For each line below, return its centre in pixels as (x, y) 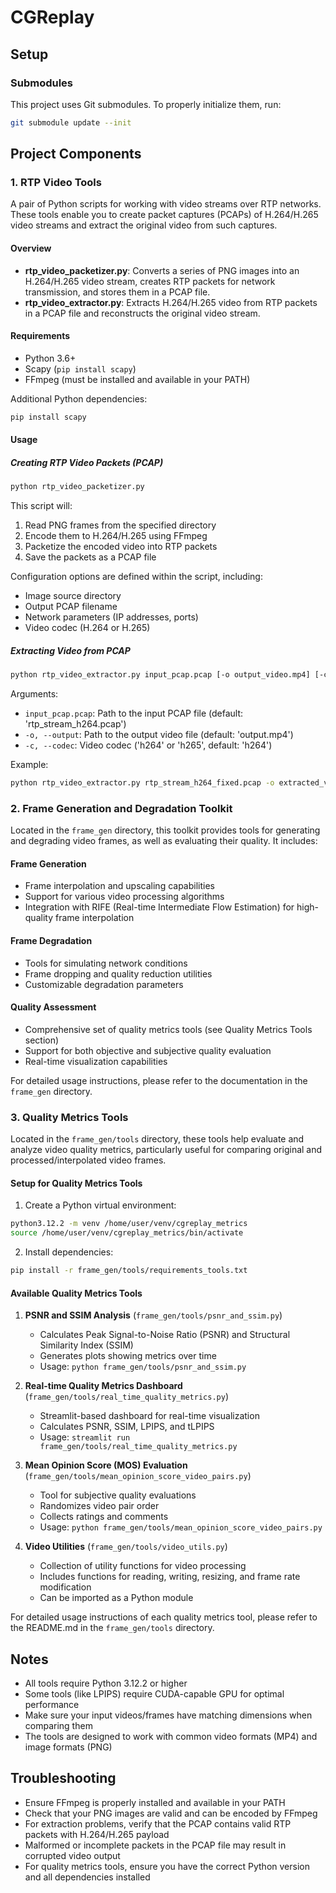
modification (65, 1587)
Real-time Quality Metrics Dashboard (103, 1386)
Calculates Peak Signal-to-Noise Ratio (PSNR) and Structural (165, 1335)
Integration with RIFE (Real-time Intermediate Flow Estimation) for (159, 907)
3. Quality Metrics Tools (69, 1117)
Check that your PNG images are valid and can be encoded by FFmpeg (171, 1813)
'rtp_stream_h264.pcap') (75, 724)
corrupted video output (72, 1855)
